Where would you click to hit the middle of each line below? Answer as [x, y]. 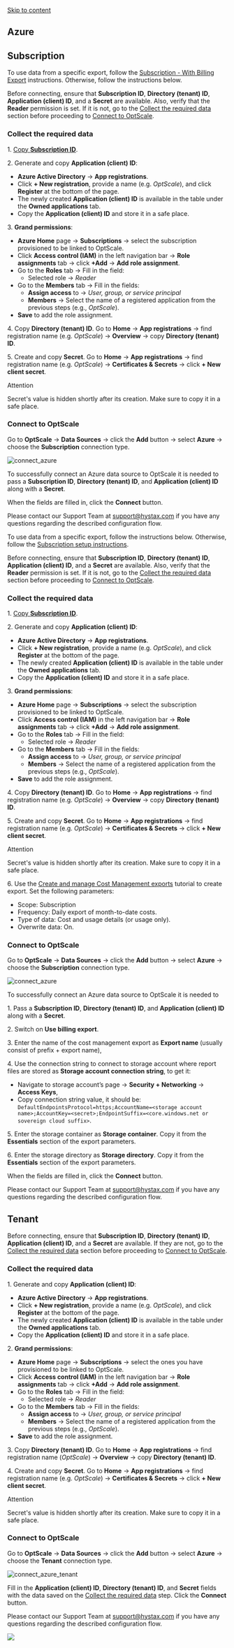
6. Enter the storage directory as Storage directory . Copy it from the [105, 1155]
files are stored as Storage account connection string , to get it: [99, 1071]
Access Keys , [37, 1092]
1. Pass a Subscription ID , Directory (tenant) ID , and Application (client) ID [116, 1009]
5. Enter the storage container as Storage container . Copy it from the [107, 1134]
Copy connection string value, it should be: [79, 1099]
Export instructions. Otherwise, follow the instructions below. [95, 80]
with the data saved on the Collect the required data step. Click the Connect [117, 1595]
